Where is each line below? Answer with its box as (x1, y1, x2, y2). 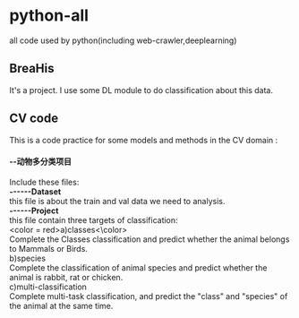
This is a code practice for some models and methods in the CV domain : (9, 134, 278, 145)
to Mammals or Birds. (9, 243, 88, 254)
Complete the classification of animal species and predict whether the (9, 262, 268, 273)
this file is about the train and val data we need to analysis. (9, 195, 226, 206)
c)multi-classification (9, 281, 88, 292)
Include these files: (9, 176, 80, 187)
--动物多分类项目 (9, 156, 73, 167)
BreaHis (9, 61, 55, 76)
